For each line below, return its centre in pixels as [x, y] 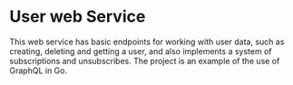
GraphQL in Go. [39, 71]
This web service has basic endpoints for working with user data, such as [147, 42]
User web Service [78, 17]
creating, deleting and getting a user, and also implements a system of [141, 51]
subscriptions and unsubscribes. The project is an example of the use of [145, 61]
